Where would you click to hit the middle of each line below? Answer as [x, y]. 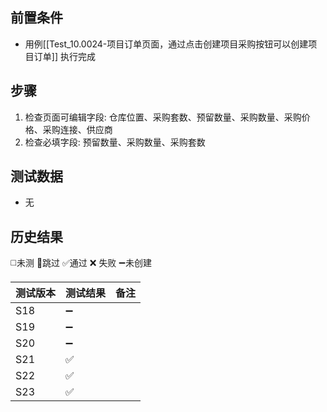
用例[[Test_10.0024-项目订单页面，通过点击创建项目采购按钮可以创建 [166, 44]
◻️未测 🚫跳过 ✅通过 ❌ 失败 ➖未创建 [81, 263]
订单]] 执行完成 [64, 56]
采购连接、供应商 [77, 129]
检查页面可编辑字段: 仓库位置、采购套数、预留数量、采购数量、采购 [163, 117]
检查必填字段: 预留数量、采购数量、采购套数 [115, 142]
